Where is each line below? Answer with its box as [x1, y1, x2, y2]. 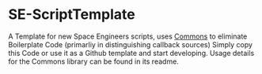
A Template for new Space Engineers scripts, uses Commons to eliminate [8, 31, 248, 41]
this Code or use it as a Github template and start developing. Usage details [8, 48, 255, 57]
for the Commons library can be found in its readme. [8, 57, 180, 66]
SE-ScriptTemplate [8, 6, 136, 24]
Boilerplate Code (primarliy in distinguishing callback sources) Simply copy [8, 39, 253, 49]
